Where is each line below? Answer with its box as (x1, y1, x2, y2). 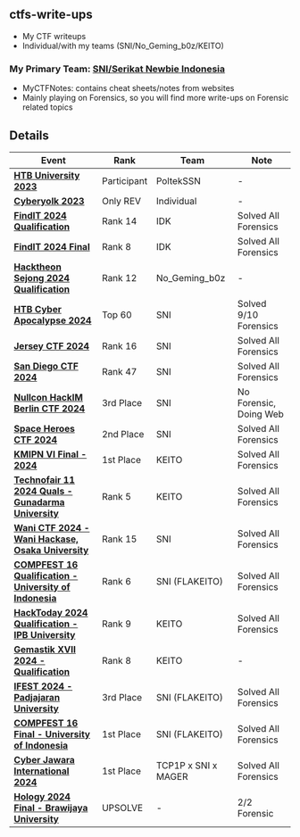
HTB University (13, 169, 80, 181)
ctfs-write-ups (9, 7, 94, 22)
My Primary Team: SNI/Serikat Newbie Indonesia (9, 62, 226, 75)
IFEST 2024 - (13, 680, 73, 692)
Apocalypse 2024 (13, 314, 92, 327)
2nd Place (101, 427, 145, 440)
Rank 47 (101, 365, 137, 377)
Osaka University (13, 543, 89, 556)
